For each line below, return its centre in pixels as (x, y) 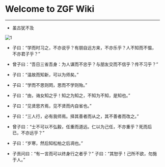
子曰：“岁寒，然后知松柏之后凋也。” (48, 143)
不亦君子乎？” (26, 54)
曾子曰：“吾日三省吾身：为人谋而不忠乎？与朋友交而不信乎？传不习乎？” (85, 64)
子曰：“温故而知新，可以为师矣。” (45, 74)
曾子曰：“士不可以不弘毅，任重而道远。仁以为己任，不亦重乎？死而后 (82, 126)
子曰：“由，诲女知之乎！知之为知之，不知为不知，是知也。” (71, 95)
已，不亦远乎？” (28, 133)
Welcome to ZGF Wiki (50, 9)
